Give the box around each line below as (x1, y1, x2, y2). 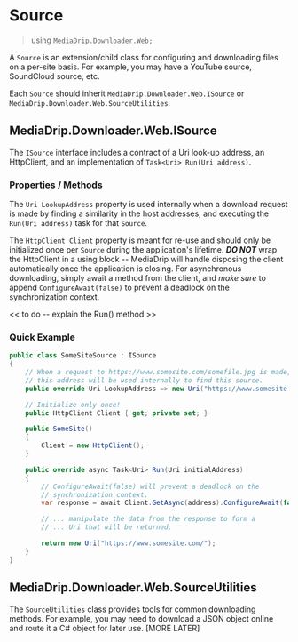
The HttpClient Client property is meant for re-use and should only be (9, 235, 271, 245)
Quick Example (9, 331, 75, 343)
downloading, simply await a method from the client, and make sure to (9, 273, 266, 284)
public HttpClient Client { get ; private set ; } (25, 408, 208, 418)
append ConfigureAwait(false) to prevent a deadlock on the (9, 282, 231, 293)
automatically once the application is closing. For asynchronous (9, 263, 242, 274)
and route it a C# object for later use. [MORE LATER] (9, 622, 200, 633)
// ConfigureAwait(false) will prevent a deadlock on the (41, 482, 260, 491)
